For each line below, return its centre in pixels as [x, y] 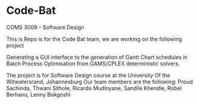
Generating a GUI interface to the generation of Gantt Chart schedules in [97, 57]
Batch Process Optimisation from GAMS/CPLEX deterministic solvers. [93, 63]
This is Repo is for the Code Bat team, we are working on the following [94, 39]
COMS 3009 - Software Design [46, 27]
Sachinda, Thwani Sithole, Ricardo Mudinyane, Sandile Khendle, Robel [94, 88]
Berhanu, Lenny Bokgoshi [39, 94]
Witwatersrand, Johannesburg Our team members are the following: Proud [99, 82]
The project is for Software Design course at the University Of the [88, 75]
